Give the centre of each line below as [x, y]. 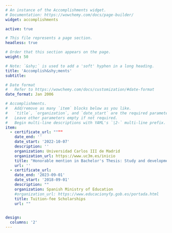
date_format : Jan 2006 [29, 94]
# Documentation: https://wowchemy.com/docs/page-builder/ [70, 15]
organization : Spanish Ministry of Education [64, 189]
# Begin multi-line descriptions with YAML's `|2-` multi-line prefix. [86, 123]
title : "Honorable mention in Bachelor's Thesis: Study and [80, 161]
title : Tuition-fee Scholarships [50, 199]
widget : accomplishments [32, 19]
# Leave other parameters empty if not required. [61, 118]
